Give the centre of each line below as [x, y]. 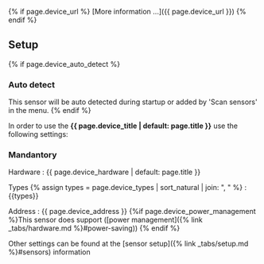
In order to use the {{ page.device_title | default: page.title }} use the [123, 126]
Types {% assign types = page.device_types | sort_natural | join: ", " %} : [128, 188]
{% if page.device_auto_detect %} [64, 64]
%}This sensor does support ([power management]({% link [105, 220]
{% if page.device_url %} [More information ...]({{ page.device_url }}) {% [127, 12]
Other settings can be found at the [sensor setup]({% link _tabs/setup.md [128, 244]
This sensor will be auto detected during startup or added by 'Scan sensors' [133, 102]
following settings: [39, 134]
